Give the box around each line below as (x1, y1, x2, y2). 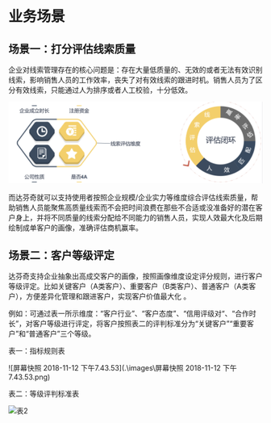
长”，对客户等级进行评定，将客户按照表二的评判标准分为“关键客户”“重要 (8, 319, 248, 329)
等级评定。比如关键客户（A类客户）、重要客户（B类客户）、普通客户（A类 (8, 282, 249, 291)
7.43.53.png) (8, 372, 51, 382)
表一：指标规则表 (8, 346, 65, 356)
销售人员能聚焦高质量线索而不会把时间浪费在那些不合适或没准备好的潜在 (15, 203, 256, 212)
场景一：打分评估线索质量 (8, 42, 135, 56)
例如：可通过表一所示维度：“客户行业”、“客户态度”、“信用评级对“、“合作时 (8, 308, 256, 319)
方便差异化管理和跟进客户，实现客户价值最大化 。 (25, 291, 191, 301)
